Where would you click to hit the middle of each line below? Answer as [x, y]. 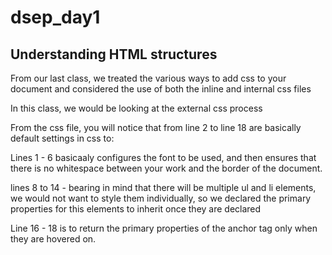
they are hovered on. [53, 239]
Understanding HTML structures [114, 54]
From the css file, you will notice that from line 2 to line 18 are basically [156, 127]
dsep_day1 [55, 17]
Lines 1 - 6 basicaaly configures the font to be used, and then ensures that [163, 157]
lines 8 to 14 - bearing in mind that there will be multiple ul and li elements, [163, 187]
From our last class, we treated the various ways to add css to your [148, 78]
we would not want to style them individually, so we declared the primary [161, 198]
